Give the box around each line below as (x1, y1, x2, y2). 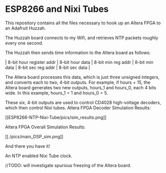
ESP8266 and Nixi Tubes (5, 3, 109, 15)
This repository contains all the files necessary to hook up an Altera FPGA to (5, 20, 161, 26)
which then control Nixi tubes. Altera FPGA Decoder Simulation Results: (5, 105, 151, 111)
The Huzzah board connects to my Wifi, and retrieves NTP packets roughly (5, 35, 159, 41)
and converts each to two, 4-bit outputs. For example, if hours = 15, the (5, 79, 151, 85)
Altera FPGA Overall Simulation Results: (5, 124, 86, 130)
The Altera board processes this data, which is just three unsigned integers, (5, 74, 160, 80)
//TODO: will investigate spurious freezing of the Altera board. (5, 162, 131, 168)
